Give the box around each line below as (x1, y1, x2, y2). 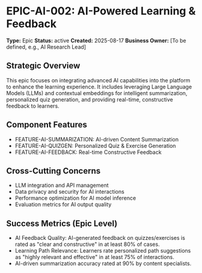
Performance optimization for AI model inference (14, 194, 136, 202)
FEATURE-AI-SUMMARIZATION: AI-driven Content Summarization (14, 135, 179, 143)
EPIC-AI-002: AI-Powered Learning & (6, 4, 196, 18)
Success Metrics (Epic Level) (6, 218, 118, 229)
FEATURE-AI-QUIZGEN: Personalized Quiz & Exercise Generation (14, 142, 176, 149)
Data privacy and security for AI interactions (14, 188, 124, 195)
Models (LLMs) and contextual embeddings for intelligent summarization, (6, 89, 188, 97)
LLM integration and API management (14, 182, 109, 189)
